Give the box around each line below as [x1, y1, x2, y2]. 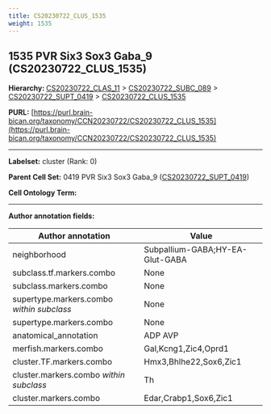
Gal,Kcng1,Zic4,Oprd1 [144, 343, 229, 354]
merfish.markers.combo [12, 343, 103, 354]
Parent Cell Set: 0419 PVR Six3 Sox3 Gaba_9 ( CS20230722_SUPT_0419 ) [8, 172, 250, 182]
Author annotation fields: [8, 211, 95, 221]
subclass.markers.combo [12, 281, 108, 292]
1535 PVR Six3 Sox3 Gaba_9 [8, 49, 153, 63]
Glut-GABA [144, 254, 187, 265]
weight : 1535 [8, 19, 52, 27]
